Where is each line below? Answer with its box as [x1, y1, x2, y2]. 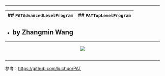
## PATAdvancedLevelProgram [7, 12, 74, 19]
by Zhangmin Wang [12, 28, 74, 37]
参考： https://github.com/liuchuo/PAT [5, 65, 82, 71]
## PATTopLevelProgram [78, 12, 131, 19]
